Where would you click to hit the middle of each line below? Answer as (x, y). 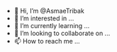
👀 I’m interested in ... (44, 18)
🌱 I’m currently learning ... (52, 26)
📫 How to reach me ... (47, 41)
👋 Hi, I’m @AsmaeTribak (49, 11)
